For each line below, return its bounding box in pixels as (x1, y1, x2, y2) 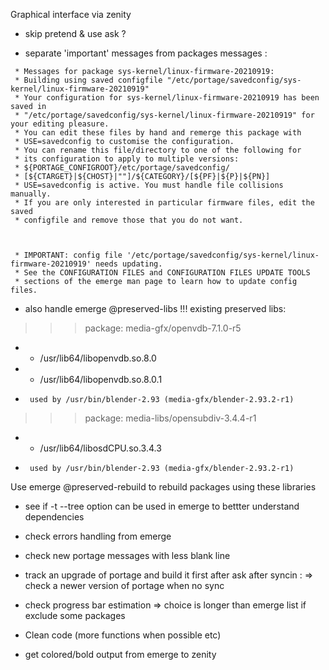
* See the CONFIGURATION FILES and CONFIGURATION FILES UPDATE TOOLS (14, 268, 311, 278)
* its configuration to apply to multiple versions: (14, 154, 240, 164)
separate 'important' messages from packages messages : (24, 47, 268, 59)
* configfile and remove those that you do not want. (14, 215, 244, 225)
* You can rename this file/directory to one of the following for (14, 145, 302, 155)
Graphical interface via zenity (10, 9, 132, 20)
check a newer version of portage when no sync (24, 580, 225, 591)
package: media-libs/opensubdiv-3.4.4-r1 (84, 412, 257, 424)
